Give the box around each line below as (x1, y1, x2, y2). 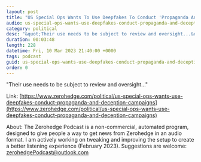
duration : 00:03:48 (6, 37, 55, 43)
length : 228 (6, 43, 36, 49)
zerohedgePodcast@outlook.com (6, 149, 89, 156)
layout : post (6, 8, 39, 15)
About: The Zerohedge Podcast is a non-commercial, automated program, (6, 124, 189, 131)
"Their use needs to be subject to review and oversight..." (6, 81, 148, 88)
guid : (6, 59, 20, 65)
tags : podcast (6, 53, 42, 59)
